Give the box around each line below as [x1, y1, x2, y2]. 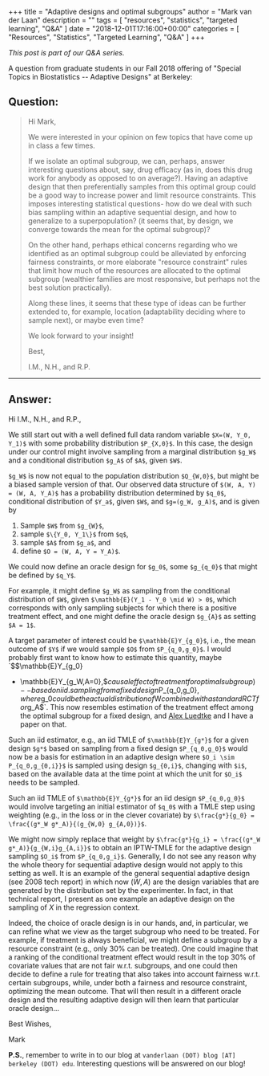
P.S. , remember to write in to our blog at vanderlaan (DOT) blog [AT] [8, 1050, 236, 1059]
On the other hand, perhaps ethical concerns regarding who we [27, 240, 239, 250]
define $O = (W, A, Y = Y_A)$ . [19, 546, 121, 556]
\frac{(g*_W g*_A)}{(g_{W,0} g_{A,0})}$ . [8, 818, 147, 828]
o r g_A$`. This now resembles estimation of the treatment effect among [19, 702, 254, 711]
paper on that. [19, 719, 67, 729]
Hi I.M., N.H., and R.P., [8, 414, 82, 424]
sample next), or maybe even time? [27, 315, 144, 324]
